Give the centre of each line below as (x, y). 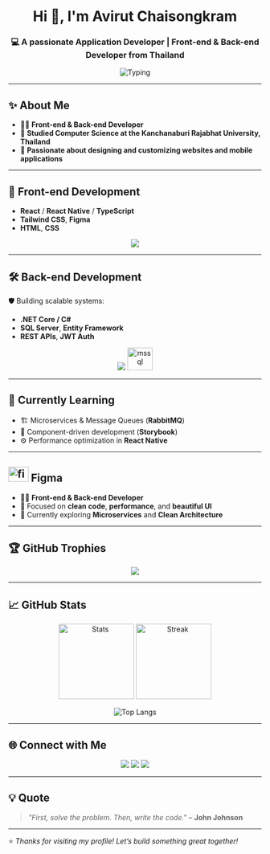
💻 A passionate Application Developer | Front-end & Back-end (135, 42)
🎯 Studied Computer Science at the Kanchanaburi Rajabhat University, (140, 133)
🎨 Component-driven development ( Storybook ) (99, 431)
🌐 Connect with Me (57, 745)
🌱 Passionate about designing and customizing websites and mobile (136, 150)
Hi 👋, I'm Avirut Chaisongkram (135, 16)
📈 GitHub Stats (47, 605)
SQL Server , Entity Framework (72, 328)
